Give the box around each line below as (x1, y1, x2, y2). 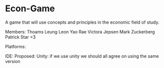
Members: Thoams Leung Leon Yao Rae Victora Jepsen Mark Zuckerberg (5, 29, 155, 34)
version (5, 58, 21, 64)
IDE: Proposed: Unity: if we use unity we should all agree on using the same (5, 53, 159, 59)
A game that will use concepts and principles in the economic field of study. (5, 19, 160, 25)
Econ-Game (5, 3, 55, 14)
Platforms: (5, 43, 26, 49)
